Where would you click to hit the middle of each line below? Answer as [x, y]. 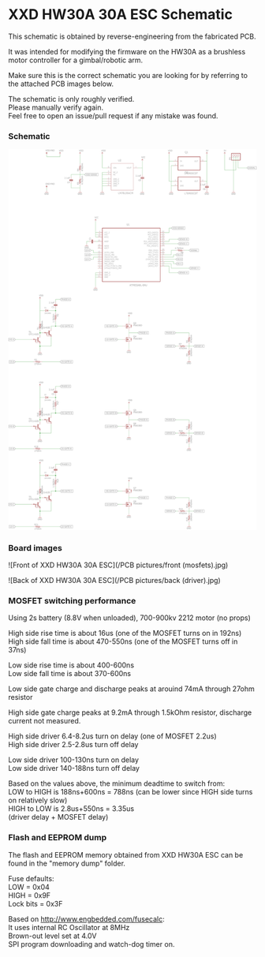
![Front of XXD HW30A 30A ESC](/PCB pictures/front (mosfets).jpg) [118, 565]
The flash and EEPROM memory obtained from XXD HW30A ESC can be [126, 854]
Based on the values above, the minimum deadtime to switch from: [117, 783]
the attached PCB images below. [61, 84]
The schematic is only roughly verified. [71, 99]
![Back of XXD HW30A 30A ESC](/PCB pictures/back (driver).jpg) [114, 581]
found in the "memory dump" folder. [67, 863]
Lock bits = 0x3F [35, 903]
